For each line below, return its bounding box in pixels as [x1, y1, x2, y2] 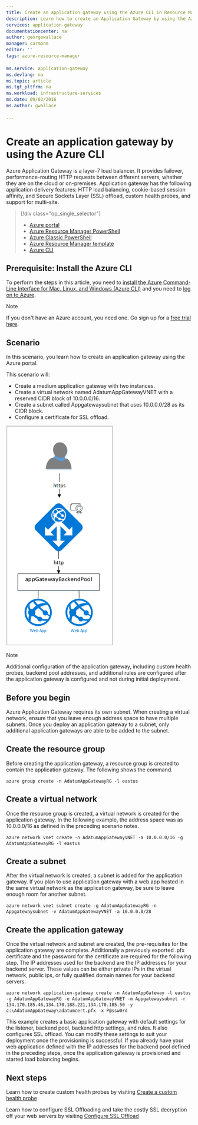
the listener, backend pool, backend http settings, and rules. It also [6, 1024, 168, 1031]
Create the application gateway [6, 925, 124, 935]
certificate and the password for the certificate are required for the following [6, 953, 192, 960]
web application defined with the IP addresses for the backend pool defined [6, 1043, 190, 1050]
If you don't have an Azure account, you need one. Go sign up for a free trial [6, 314, 192, 321]
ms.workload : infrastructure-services [6, 90, 101, 97]
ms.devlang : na [6, 71, 44, 78]
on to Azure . [6, 292, 37, 299]
